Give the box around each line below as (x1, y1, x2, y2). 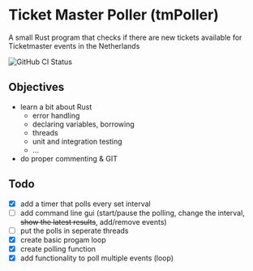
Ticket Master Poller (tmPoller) (8, 6, 219, 24)
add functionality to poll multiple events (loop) (19, 253, 174, 263)
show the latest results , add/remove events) (19, 217, 168, 226)
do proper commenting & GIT (19, 153, 118, 163)
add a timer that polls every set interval (19, 199, 152, 209)
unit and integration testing (32, 136, 123, 146)
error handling (32, 110, 80, 120)
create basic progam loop (19, 234, 107, 244)
